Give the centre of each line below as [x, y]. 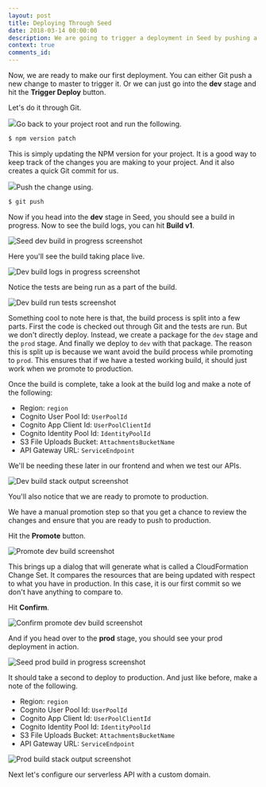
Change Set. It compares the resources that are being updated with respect [132, 575]
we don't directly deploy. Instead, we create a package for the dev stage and [133, 334]
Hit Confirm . [29, 607]
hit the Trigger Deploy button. [57, 92]
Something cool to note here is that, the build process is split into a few [124, 318]
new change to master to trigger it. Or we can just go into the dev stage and [132, 84]
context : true [32, 45]
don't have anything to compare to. [66, 592]
